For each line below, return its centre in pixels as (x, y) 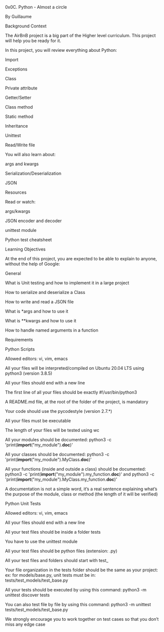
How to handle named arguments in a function (52, 330)
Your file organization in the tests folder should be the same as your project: (82, 570)
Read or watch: (20, 202)
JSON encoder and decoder (34, 221)
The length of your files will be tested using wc (52, 430)
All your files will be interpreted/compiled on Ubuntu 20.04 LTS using (75, 368)
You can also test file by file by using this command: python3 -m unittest (78, 604)
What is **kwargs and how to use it (41, 321)
